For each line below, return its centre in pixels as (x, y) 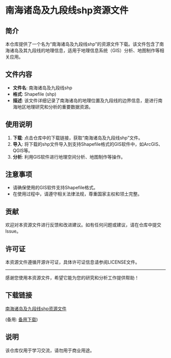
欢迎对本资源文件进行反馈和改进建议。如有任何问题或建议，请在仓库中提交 (83, 225)
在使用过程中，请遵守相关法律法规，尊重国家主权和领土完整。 (77, 194)
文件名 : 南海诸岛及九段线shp (42, 88)
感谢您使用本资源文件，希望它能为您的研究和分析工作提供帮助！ (72, 278)
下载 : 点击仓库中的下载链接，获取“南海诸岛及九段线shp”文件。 (78, 138)
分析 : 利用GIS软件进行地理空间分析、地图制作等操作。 (69, 157)
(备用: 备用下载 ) (22, 319)
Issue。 (13, 231)
